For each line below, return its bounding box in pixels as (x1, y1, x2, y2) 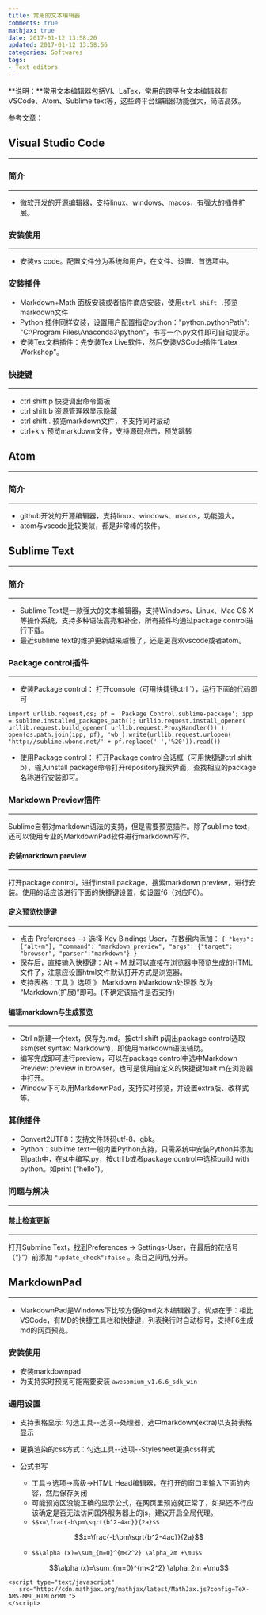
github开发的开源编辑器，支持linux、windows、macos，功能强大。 (19, 511, 239, 520)
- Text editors (8, 64, 59, 71)
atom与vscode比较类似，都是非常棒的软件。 (19, 521, 165, 530)
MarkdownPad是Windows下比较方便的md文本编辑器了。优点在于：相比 (19, 1305, 253, 1315)
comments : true (8, 19, 59, 27)
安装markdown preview (8, 851, 87, 861)
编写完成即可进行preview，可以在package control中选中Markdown (19, 1054, 237, 1063)
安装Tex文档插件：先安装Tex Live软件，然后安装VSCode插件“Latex (19, 337, 238, 347)
